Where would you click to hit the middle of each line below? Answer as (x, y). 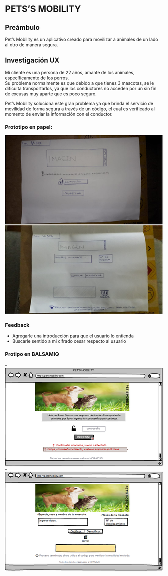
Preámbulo (22, 27)
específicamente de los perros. (37, 78)
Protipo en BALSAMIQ (32, 354)
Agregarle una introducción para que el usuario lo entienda (73, 336)
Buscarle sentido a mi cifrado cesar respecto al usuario (69, 341)
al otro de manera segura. (32, 45)
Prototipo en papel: (29, 127)
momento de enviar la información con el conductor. (59, 114)
